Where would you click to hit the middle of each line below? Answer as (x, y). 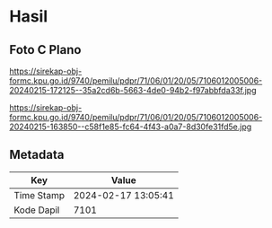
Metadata (37, 155)
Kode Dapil (37, 210)
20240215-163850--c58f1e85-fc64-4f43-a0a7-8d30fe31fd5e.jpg (131, 127)
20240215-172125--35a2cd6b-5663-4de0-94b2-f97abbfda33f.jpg (133, 90)
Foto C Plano (45, 50)
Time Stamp (39, 195)
